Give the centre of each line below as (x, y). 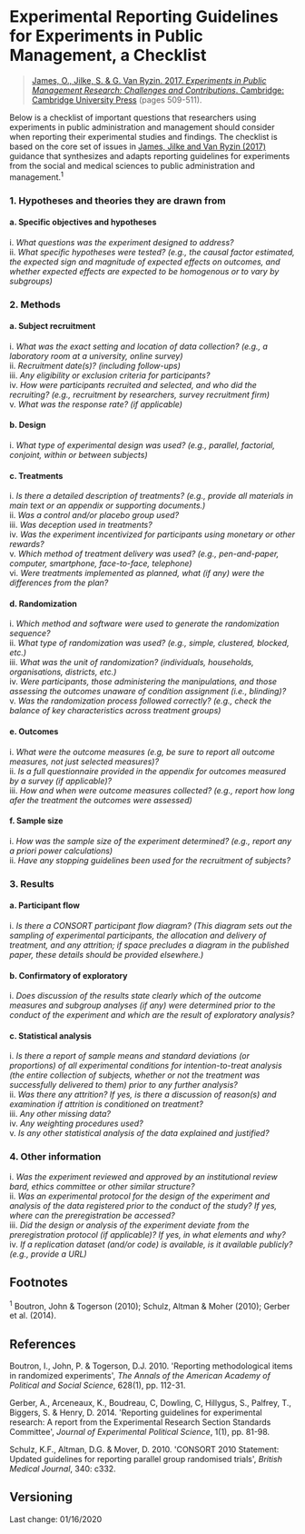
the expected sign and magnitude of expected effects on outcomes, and (145, 262)
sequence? (30, 633)
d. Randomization (43, 603)
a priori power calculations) (61, 851)
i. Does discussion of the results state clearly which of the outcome (135, 996)
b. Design (28, 425)
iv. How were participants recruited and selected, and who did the (133, 384)
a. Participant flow (44, 905)
